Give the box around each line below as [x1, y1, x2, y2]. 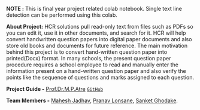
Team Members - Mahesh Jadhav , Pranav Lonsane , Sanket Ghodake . [6, 97, 178, 104]
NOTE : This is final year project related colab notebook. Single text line [6, 5, 183, 12]
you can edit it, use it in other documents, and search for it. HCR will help [6, 29, 186, 36]
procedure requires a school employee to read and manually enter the [6, 61, 178, 68]
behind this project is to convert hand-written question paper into [6, 48, 168, 56]
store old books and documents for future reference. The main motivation [6, 42, 188, 49]
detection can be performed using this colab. [6, 11, 118, 19]
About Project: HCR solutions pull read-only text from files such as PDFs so [6, 23, 193, 30]
